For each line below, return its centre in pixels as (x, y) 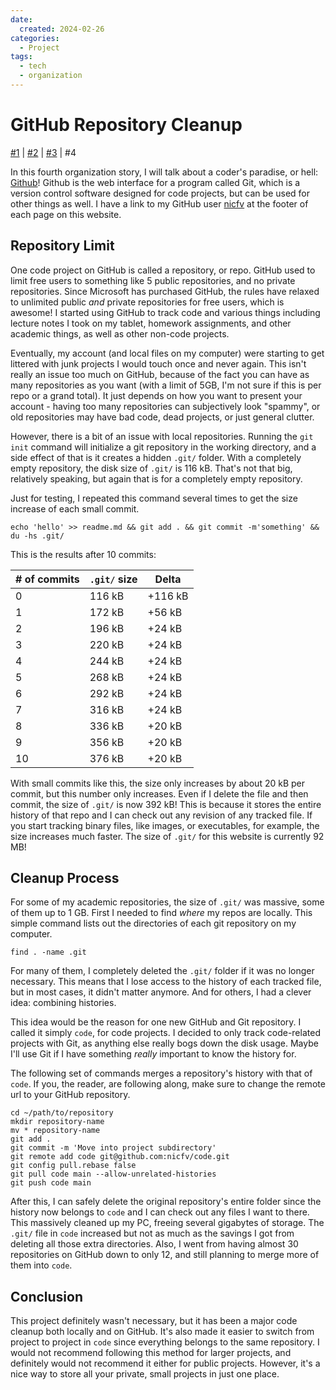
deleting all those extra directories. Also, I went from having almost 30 (154, 1244)
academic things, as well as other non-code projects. (120, 333)
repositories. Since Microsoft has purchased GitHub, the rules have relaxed (165, 291)
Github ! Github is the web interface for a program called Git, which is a (155, 182)
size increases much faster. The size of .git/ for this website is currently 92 (167, 836)
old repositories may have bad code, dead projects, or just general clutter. (162, 417)
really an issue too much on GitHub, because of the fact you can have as (160, 374)
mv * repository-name (55, 1131)
